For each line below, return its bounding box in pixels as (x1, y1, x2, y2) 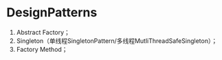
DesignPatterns (6, 5, 98, 20)
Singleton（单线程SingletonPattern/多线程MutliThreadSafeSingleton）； (16, 36, 218, 45)
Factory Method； (16, 45, 68, 53)
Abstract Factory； (16, 28, 70, 36)
